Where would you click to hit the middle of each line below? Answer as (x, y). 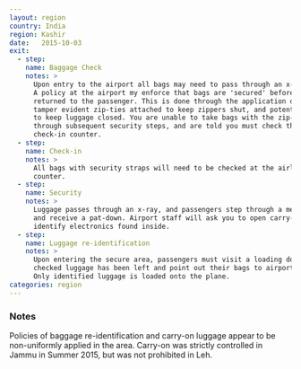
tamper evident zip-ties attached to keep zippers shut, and (150, 110)
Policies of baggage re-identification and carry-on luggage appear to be (142, 335)
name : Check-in (54, 151)
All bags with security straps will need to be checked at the (154, 168)
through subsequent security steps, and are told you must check (157, 127)
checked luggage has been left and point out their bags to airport (163, 268)
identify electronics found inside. (101, 226)
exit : (19, 51)
